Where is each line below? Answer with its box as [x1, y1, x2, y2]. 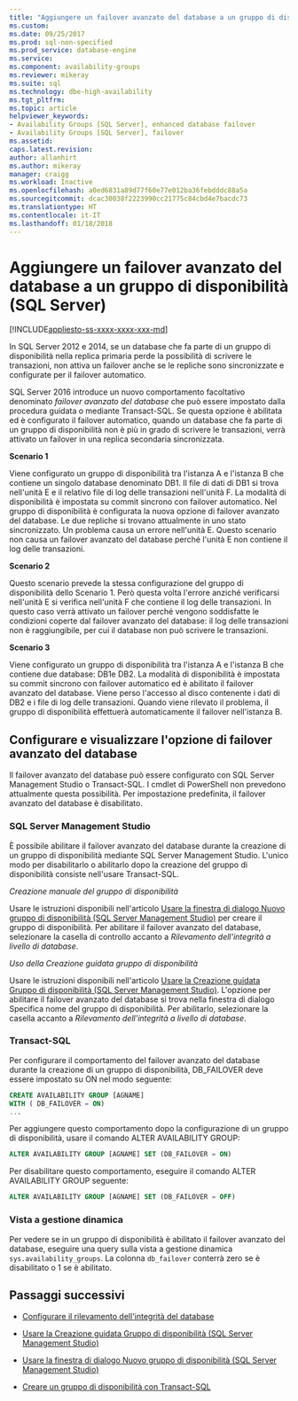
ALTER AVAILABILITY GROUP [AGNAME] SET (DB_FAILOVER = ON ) [9, 1150, 232, 1159]
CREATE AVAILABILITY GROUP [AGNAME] [9, 1091, 145, 1100]
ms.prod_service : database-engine [9, 46, 137, 55]
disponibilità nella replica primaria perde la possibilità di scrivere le [9, 351, 253, 362]
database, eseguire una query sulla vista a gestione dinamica [9, 1243, 233, 1254]
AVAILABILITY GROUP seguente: [9, 1176, 129, 1186]
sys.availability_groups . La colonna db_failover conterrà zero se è [9, 1252, 261, 1264]
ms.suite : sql [9, 79, 62, 88]
